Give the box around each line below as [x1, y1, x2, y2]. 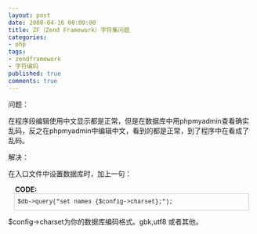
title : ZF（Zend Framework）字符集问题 [8, 26, 130, 34]
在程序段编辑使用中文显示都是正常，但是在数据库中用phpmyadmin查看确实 [8, 116, 249, 125]
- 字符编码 [8, 63, 39, 70]
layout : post [8, 11, 51, 20]
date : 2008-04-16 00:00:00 [8, 19, 96, 27]
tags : [8, 48, 26, 56]
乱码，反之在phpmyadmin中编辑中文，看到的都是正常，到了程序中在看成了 [8, 126, 249, 135]
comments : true [8, 77, 58, 85]
